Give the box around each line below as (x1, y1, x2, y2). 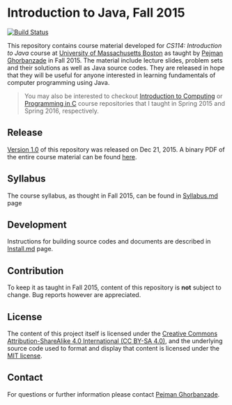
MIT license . (7, 351, 43, 360)
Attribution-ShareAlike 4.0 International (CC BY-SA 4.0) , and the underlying (7, 337, 223, 345)
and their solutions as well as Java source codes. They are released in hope (7, 63, 225, 72)
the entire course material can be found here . (7, 152, 137, 161)
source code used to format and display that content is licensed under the (7, 344, 219, 352)
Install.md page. (7, 245, 54, 253)
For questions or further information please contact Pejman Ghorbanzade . (7, 390, 220, 398)
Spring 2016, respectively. (24, 106, 99, 115)
